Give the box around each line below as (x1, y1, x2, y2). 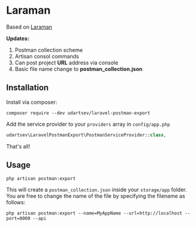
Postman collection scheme (14, 46, 83, 54)
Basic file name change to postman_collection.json (14, 65, 143, 72)
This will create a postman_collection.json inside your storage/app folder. (6, 186, 187, 194)
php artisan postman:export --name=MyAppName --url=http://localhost (6, 210, 183, 216)
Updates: (6, 35, 30, 42)
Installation (6, 83, 49, 93)
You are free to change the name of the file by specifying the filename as (6, 192, 186, 200)
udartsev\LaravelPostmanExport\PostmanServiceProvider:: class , (6, 132, 167, 138)
